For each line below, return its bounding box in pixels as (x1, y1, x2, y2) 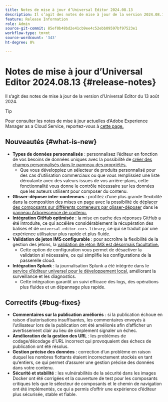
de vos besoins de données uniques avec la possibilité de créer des (12, 156, 152, 162)
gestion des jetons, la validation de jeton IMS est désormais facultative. (12, 241, 159, 247)
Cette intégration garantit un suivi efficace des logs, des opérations (19, 278, 159, 284)
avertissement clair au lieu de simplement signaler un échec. (12, 327, 137, 333)
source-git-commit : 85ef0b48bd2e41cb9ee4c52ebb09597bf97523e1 (5, 26, 137, 31)
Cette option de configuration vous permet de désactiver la (19, 246, 142, 253)
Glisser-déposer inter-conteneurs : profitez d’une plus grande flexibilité (12, 193, 162, 199)
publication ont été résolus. (12, 343, 69, 349)
